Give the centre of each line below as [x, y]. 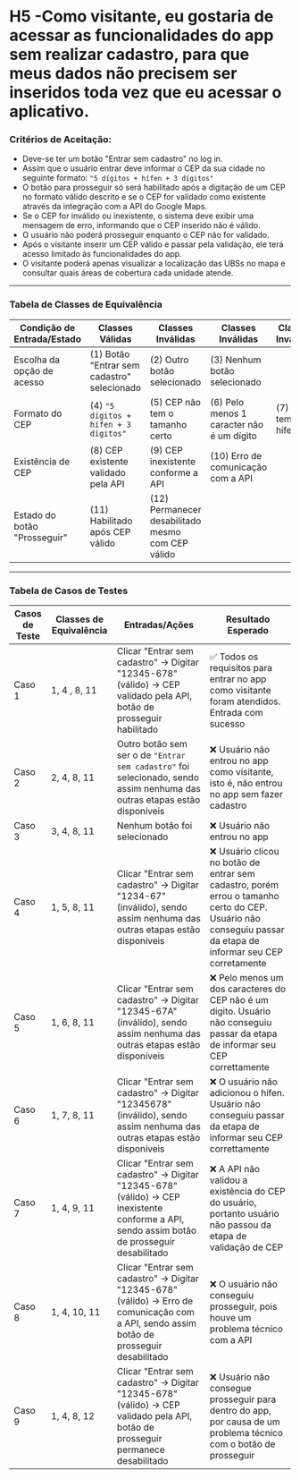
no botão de [235, 863]
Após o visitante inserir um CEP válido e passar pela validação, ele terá [153, 244]
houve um [230, 1318]
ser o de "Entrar [151, 755]
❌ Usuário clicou [244, 852]
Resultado [248, 619]
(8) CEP [106, 450]
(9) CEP [166, 450]
